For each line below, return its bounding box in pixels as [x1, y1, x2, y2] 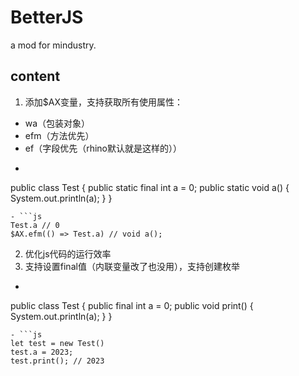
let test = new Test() [10, 338, 105, 348]
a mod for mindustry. [10, 39, 97, 51]
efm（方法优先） [24, 129, 95, 141]
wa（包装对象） [24, 117, 91, 129]
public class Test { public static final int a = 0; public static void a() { [10, 181, 290, 193]
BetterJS [10, 6, 84, 29]
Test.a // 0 [10, 220, 60, 230]
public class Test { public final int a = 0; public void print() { [10, 299, 254, 311]
